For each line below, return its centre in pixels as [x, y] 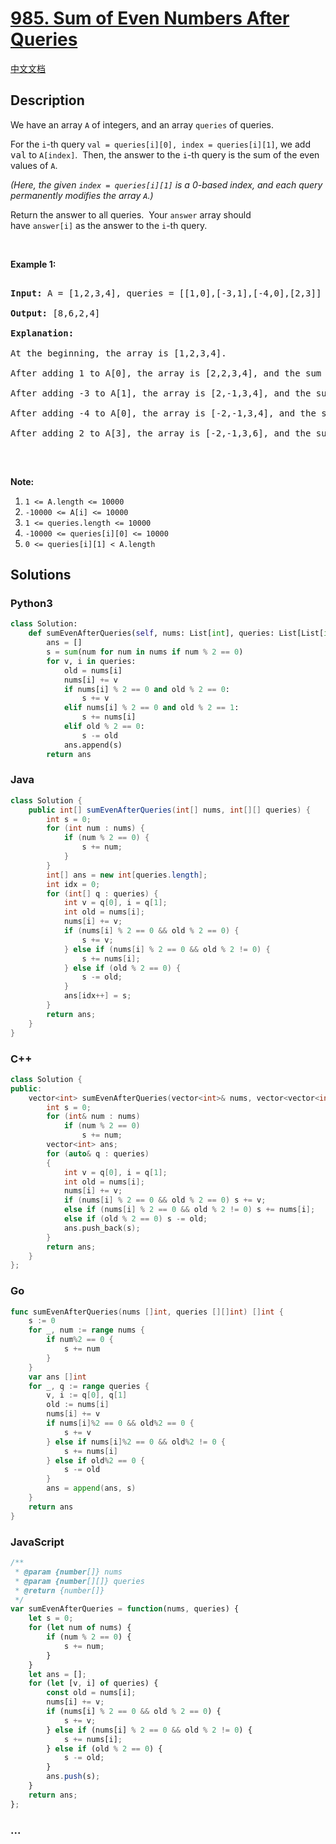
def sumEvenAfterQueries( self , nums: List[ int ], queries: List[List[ [176, 633]
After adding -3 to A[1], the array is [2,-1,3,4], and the [161, 393]
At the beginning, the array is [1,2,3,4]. [118, 353]
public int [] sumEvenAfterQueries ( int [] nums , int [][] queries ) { [169, 810]
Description [47, 100]
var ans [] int [57, 1377]
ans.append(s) [93, 745]
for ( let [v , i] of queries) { [93, 1683]
